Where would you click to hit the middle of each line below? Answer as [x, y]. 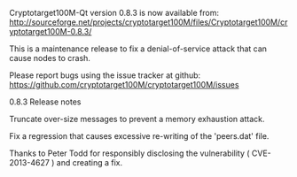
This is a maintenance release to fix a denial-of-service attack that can [138, 49]
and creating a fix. [89, 162]
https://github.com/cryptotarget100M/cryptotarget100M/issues [124, 85]
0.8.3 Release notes [45, 102]
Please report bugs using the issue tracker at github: [105, 75]
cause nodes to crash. [50, 58]
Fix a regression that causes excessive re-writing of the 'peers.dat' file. [139, 136]
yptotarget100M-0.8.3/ [51, 31]
